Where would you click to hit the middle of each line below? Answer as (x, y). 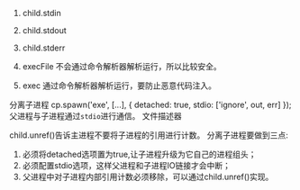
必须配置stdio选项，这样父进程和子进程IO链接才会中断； (127, 165)
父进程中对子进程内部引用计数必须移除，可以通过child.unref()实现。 (148, 176)
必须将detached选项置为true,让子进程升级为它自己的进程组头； (139, 154)
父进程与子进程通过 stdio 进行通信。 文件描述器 (95, 116)
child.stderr (44, 48)
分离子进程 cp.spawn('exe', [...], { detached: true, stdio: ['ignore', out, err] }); (150, 104)
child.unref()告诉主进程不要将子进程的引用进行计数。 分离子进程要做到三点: (149, 135)
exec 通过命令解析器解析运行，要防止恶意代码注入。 (119, 86)
